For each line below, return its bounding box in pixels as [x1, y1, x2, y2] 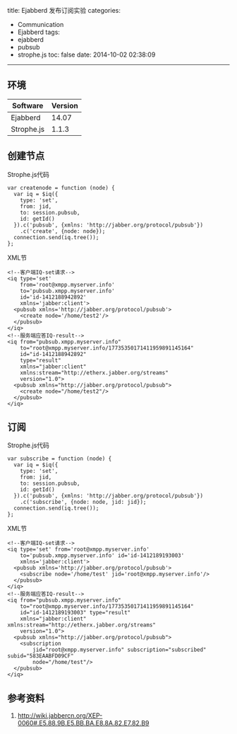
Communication [17, 21, 64, 28]
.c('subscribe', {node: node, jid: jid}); [20, 498, 147, 506]
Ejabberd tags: [17, 28, 60, 36]
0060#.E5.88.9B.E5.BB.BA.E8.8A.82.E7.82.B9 [17, 719, 150, 728]
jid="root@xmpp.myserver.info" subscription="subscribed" [32, 646, 207, 653]
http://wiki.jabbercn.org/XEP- [17, 711, 103, 720]
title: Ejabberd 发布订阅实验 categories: [7, 6, 121, 14]
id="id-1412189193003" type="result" [20, 609, 131, 617]
